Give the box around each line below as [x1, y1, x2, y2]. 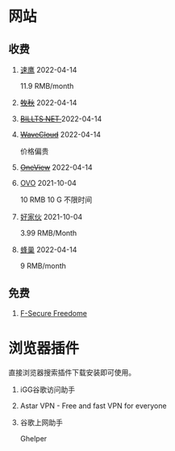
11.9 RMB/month [19, 82, 74, 91]
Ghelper [19, 433, 48, 443]
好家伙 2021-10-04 [19, 212, 83, 221]
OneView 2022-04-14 [19, 162, 93, 172]
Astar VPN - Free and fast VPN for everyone [19, 401, 167, 411]
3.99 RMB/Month [19, 228, 77, 238]
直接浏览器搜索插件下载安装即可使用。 [8, 367, 135, 377]
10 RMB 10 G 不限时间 [19, 195, 93, 204]
